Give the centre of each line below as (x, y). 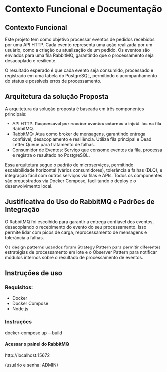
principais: (16, 114)
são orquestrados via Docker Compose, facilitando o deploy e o (71, 181)
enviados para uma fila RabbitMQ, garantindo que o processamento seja (79, 55)
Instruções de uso (34, 273)
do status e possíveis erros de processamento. (53, 81)
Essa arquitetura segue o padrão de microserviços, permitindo (69, 165)
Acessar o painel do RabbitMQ (37, 344)
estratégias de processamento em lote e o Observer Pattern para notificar (81, 252)
